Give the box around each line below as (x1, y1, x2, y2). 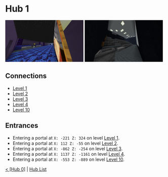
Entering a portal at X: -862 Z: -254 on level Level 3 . (12, 145, 123, 152)
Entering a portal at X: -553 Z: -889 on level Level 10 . (12, 156, 125, 162)
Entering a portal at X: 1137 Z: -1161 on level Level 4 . (12, 151, 125, 157)
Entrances (5, 121, 38, 130)
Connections (5, 72, 47, 80)
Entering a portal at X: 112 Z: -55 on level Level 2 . (12, 140, 118, 146)
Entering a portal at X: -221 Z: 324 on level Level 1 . (12, 135, 120, 141)
